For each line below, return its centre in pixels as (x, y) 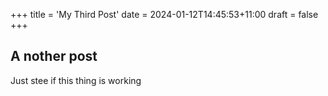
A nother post (54, 56)
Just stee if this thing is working (76, 80)
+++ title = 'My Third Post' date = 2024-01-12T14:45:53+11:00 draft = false (164, 14)
